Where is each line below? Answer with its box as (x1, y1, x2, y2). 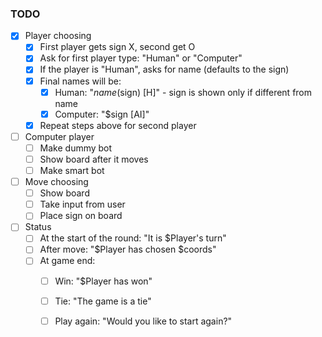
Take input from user (39, 198, 126, 211)
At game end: (39, 255, 96, 267)
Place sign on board (39, 210, 123, 222)
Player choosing (24, 30, 92, 42)
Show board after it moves (39, 153, 149, 165)
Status (24, 221, 52, 233)
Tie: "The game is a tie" (54, 295, 152, 307)
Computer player (24, 130, 95, 142)
